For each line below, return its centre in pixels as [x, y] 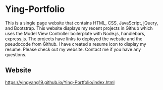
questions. [16, 54]
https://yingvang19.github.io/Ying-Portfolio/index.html [60, 82]
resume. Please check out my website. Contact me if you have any [73, 49]
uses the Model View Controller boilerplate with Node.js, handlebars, [75, 33]
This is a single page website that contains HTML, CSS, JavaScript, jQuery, [82, 23]
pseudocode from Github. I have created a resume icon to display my [76, 44]
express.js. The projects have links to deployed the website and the [74, 39]
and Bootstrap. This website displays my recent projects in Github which [79, 28]
